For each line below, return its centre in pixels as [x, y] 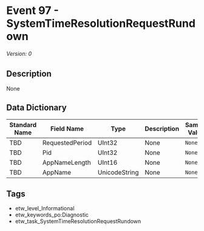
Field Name [67, 128]
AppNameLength [66, 162]
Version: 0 [19, 53]
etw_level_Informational [45, 209]
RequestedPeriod [67, 142]
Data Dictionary [36, 108]
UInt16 [107, 162]
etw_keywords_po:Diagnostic [52, 215]
